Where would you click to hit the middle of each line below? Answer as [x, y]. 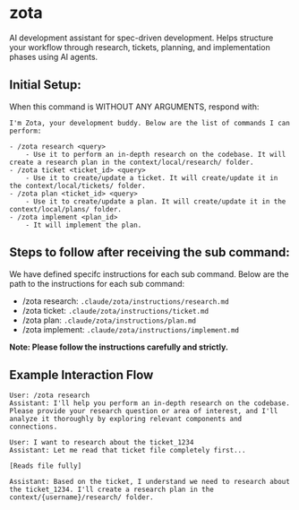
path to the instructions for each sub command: [97, 283]
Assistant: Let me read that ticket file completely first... [128, 451]
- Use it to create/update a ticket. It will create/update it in [152, 177]
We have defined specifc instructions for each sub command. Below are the [149, 274]
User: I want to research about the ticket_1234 [102, 443]
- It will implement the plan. [84, 225]
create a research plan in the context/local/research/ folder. [132, 162]
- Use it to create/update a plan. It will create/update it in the [156, 201]
